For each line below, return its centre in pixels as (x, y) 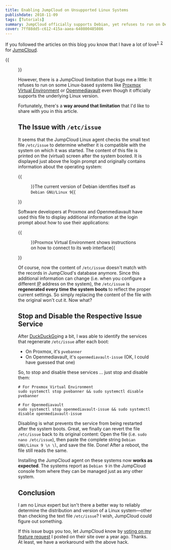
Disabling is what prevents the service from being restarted (80, 423)
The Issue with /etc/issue (60, 127)
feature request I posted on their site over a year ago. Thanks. (83, 537)
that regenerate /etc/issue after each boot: (64, 342)
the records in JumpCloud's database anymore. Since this (79, 273)
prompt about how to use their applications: (64, 222)
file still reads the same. (43, 450)
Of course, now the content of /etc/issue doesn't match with (82, 267)
